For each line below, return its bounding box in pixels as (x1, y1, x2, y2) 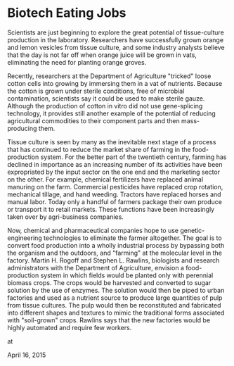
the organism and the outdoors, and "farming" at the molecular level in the (7, 248, 223, 257)
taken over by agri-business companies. (7, 213, 124, 221)
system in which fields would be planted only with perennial (40, 271, 214, 279)
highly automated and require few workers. (7, 323, 132, 332)
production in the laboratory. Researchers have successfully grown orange (7, 35, 223, 44)
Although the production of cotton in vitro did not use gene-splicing (7, 101, 203, 110)
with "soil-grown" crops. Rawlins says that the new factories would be (7, 315, 211, 324)
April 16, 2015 (7, 351, 46, 359)
